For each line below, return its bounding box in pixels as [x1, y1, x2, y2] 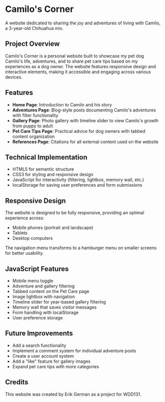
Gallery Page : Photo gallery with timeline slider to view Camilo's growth [12, 117, 159, 123]
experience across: [5, 215, 45, 221]
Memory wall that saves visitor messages [12, 304, 97, 310]
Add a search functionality [12, 342, 66, 348]
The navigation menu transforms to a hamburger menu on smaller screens [5, 245, 157, 251]
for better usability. [5, 250, 44, 256]
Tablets [12, 230, 28, 236]
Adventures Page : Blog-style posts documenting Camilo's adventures [12, 107, 156, 113]
